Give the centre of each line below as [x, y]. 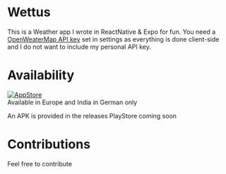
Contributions [49, 144]
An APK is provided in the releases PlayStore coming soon [92, 116]
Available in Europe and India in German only [72, 102]
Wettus [29, 12]
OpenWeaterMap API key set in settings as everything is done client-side [113, 39]
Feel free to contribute [40, 163]
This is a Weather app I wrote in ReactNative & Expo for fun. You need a [112, 32]
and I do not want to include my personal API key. [79, 46]
